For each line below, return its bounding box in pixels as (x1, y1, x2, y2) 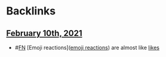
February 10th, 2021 (6, 28, 82, 38)
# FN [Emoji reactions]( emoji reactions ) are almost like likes (14, 44, 160, 51)
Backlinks (6, 4, 56, 18)
